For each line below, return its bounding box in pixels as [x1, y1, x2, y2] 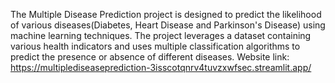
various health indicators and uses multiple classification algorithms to [10, 40, 301, 52]
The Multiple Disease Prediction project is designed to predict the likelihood [10, 9, 322, 20]
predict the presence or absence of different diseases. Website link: [10, 51, 290, 63]
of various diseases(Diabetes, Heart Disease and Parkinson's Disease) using [10, 19, 326, 31]
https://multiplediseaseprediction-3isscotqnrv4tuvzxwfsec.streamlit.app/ [10, 62, 312, 73]
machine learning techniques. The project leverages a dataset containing [10, 30, 312, 41]
